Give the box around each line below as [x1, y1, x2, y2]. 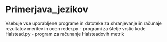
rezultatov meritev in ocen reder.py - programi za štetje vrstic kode [5, 25, 146, 31]
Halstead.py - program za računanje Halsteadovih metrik [5, 31, 124, 37]
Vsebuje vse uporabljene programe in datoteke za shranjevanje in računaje [5, 20, 162, 26]
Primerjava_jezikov [5, 4, 88, 15]
